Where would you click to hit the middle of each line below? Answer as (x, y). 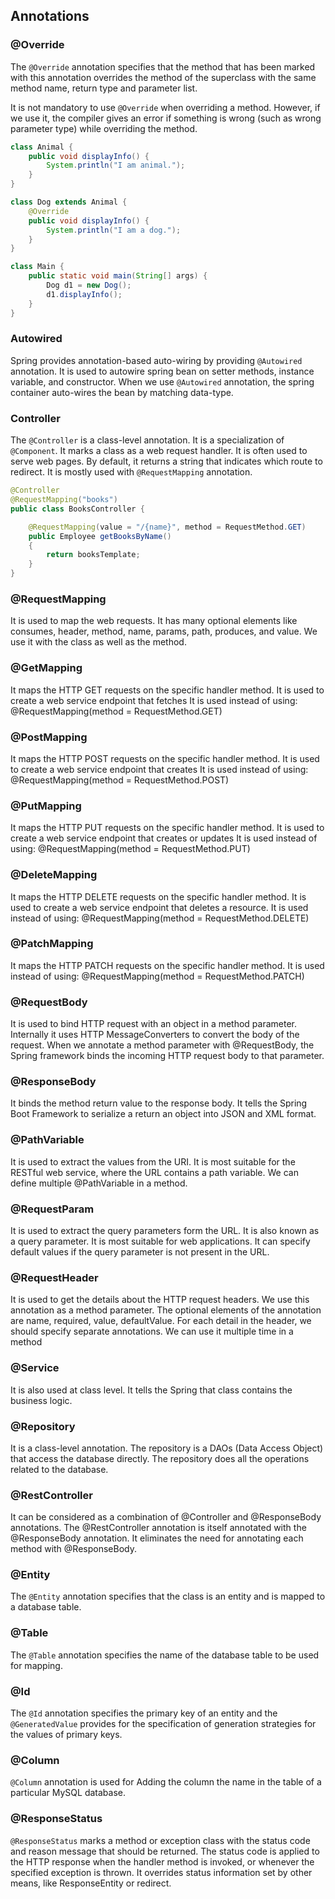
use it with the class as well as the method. (98, 642)
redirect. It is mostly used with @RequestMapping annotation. (131, 472)
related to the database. (59, 1469)
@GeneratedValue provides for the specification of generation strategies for (163, 1724)
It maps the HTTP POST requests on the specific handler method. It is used (165, 758)
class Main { (37, 267)
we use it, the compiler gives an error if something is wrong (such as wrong (166, 118)
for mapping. (36, 1665)
